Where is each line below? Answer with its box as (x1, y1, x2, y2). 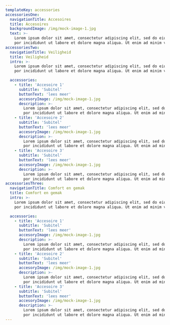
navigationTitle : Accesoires (10, 17, 71, 22)
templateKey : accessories (5, 7, 60, 13)
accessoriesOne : (5, 12, 39, 17)
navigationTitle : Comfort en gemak (10, 185, 85, 191)
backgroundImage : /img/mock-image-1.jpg (10, 26, 96, 31)
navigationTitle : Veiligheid (10, 50, 71, 55)
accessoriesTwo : (5, 45, 39, 50)
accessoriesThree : (5, 181, 44, 186)
